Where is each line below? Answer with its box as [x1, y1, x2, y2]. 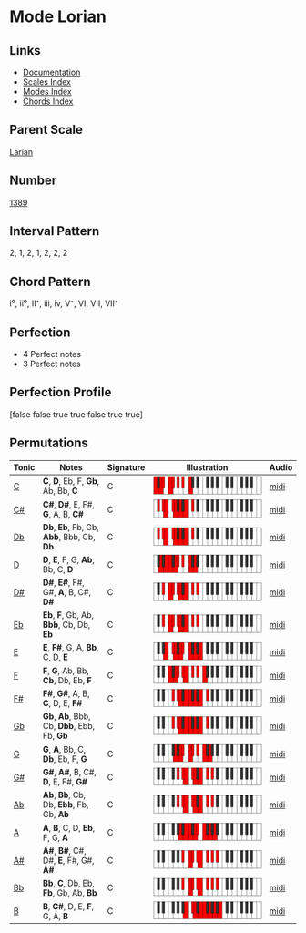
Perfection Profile [9, 384, 112, 400]
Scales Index [22, 77, 71, 87]
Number [9, 173, 57, 189]
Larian [9, 146, 34, 157]
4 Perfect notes [22, 349, 82, 360]
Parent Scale [9, 122, 84, 138]
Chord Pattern [9, 273, 91, 289]
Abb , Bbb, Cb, [42, 531, 96, 543]
